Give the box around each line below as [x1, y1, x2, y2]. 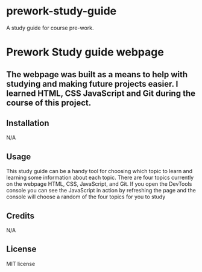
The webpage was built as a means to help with [6, 69, 188, 80]
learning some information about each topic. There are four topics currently [6, 174, 194, 182]
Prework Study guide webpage [6, 45, 164, 59]
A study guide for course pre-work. [6, 24, 95, 31]
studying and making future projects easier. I [6, 78, 178, 89]
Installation [6, 118, 49, 128]
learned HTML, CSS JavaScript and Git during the [6, 88, 196, 98]
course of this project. [6, 98, 92, 108]
